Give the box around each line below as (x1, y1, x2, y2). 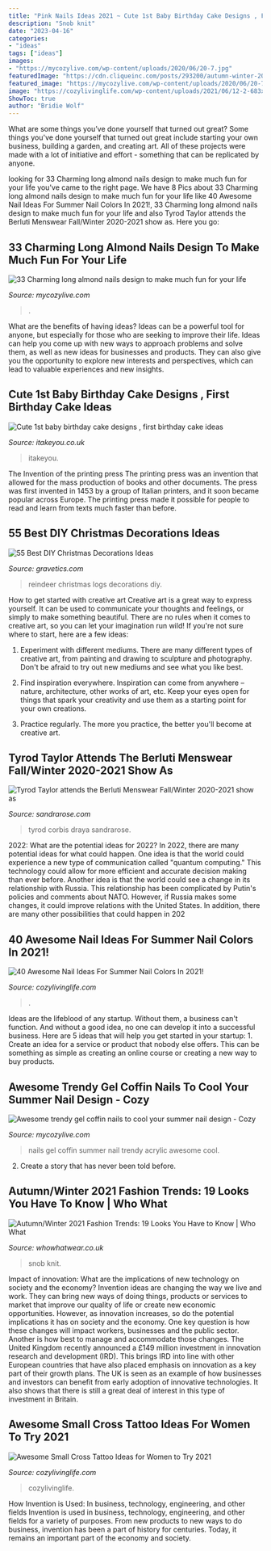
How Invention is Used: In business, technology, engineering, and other (8, 1498, 246, 1508)
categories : (8, 34, 48, 43)
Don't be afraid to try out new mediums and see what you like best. (19, 662, 244, 671)
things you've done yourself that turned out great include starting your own (8, 132, 259, 142)
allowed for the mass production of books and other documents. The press (8, 477, 258, 487)
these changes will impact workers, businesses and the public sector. (8, 1326, 240, 1335)
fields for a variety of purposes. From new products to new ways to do (8, 1515, 243, 1525)
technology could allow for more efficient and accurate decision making (8, 866, 248, 876)
